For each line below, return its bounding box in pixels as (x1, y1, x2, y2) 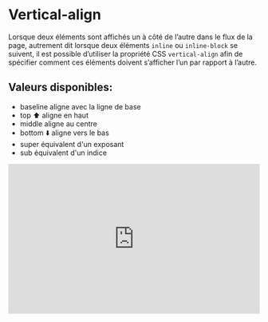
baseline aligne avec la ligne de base (19, 101, 141, 111)
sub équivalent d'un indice (19, 148, 108, 157)
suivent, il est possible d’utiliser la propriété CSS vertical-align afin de (8, 49, 243, 58)
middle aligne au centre (19, 118, 97, 129)
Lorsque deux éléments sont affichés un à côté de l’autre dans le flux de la (8, 32, 253, 42)
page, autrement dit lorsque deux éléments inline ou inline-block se (8, 40, 238, 50)
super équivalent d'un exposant (19, 139, 124, 149)
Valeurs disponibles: (8, 81, 113, 94)
